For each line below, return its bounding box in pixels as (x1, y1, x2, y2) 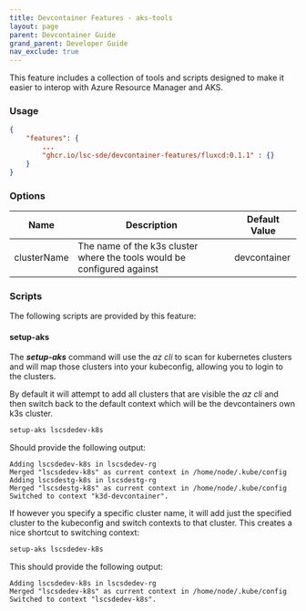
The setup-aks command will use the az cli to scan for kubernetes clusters (9, 352, 292, 363)
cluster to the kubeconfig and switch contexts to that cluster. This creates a (9, 517, 293, 529)
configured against (76, 262, 159, 274)
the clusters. (9, 371, 56, 382)
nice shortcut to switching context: (9, 527, 139, 538)
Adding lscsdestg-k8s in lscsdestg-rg (9, 476, 157, 485)
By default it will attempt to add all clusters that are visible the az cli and (9, 388, 280, 399)
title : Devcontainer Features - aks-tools (9, 13, 173, 23)
